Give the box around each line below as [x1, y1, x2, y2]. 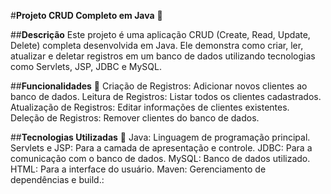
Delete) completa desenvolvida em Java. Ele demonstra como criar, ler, [10, 40, 304, 51]
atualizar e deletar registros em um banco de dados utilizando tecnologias [10, 50, 316, 62]
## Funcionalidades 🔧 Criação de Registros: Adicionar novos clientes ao [10, 80, 308, 92]
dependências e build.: [10, 174, 105, 185]
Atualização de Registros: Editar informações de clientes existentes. [10, 101, 290, 113]
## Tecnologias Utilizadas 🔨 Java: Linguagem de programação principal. [10, 131, 311, 143]
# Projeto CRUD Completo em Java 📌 [10, 10, 163, 21]
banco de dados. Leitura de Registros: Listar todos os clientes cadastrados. [10, 91, 322, 102]
